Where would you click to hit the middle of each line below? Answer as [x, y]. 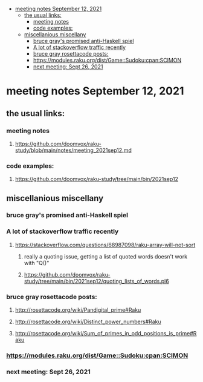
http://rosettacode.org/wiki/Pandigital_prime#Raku [78, 310]
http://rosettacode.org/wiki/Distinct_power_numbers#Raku [88, 322]
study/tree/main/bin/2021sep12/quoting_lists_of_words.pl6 [96, 281]
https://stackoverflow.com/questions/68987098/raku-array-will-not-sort [105, 245]
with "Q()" [37, 263]
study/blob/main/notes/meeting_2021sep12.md [73, 150]
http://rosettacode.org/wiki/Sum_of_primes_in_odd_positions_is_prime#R [106, 334]
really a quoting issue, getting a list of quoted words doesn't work [106, 256]
